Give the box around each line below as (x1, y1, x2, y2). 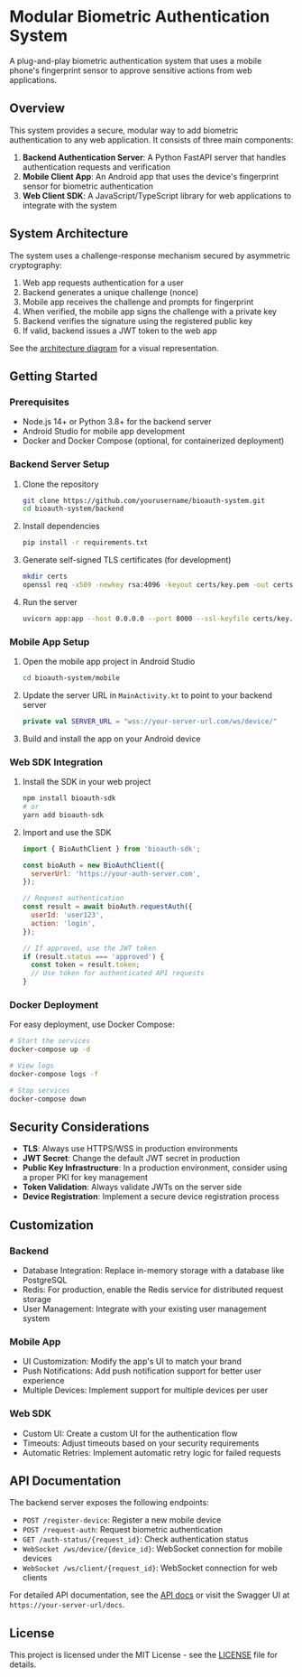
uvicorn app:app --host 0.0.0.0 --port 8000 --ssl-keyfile (22, 614, 250, 623)
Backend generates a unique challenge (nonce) (22, 286, 199, 297)
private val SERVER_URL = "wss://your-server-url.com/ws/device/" (22, 716, 278, 726)
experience (22, 1375, 65, 1386)
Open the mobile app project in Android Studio (22, 657, 196, 667)
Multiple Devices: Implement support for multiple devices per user (22, 1384, 269, 1396)
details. (9, 1659, 37, 1670)
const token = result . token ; (31, 960, 141, 970)
